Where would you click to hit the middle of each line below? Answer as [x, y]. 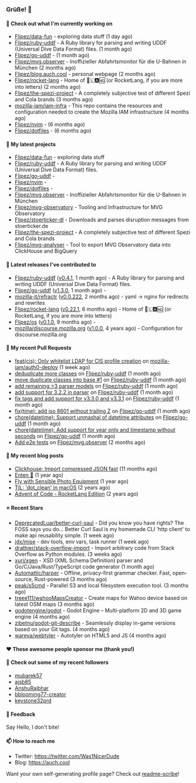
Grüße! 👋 [19, 9]
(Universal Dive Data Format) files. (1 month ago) [73, 49]
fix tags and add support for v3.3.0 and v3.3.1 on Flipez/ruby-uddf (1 [97, 398]
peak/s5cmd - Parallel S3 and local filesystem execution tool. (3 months [102, 586]
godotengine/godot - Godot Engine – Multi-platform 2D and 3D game [98, 611]
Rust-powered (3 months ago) [71, 579]
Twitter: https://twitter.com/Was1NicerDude [67, 757]
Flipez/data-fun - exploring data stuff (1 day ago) [74, 37]
